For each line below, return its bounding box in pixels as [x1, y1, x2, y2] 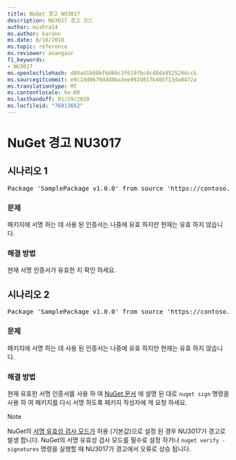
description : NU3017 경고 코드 [7, 17, 94, 24]
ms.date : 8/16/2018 [7, 37, 65, 44]
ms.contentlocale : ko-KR [7, 89, 80, 96]
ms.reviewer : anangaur [7, 50, 74, 57]
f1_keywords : [7, 57, 46, 64]
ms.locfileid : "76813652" [7, 102, 83, 110]
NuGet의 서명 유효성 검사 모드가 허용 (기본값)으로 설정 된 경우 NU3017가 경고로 [7, 427, 226, 435]
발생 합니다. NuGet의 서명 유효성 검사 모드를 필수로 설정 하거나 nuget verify [7, 435, 220, 444]
